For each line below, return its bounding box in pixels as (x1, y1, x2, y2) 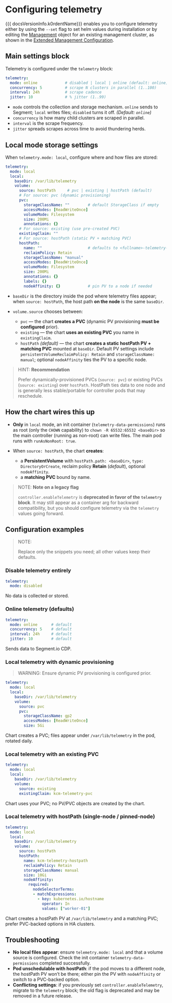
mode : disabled (10, 583, 42, 589)
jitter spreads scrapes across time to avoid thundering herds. (12, 126, 146, 132)
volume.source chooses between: (12, 308, 83, 314)
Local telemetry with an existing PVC (5, 751, 99, 757)
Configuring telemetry (5, 4, 102, 15)
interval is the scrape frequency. (12, 120, 84, 126)
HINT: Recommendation (17, 366, 70, 373)
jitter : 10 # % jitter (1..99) (10, 95, 106, 100)
